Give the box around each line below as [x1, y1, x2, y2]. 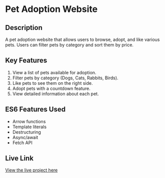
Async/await [12, 134, 38, 140]
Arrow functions [12, 118, 46, 124]
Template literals [12, 124, 46, 130]
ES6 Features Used [5, 105, 66, 114]
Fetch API [12, 140, 32, 146]
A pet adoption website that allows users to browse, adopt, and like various [5, 36, 160, 42]
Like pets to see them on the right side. [12, 80, 93, 86]
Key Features [5, 56, 47, 65]
